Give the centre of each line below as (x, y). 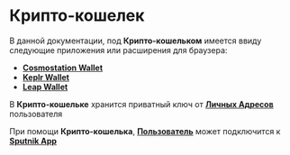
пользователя (36, 114)
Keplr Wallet (46, 77)
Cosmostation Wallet (63, 68)
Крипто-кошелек (77, 16)
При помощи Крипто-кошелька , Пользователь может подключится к (145, 131)
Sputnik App (33, 141)
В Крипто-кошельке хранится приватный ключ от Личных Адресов (141, 104)
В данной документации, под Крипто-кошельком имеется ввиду (136, 41)
